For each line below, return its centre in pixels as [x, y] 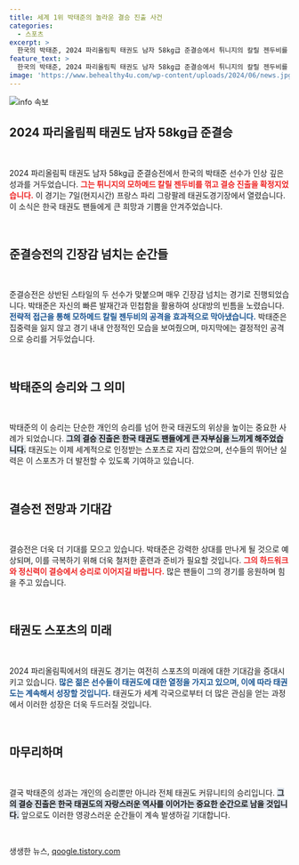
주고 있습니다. [42, 582]
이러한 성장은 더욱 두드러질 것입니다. [89, 704]
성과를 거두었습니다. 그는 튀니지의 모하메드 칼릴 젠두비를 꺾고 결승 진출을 [134, 184]
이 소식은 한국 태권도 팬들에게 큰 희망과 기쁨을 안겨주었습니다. [116, 206]
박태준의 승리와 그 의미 [68, 387]
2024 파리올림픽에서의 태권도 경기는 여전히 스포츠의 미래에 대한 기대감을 [135, 671]
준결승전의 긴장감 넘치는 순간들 [89, 254]
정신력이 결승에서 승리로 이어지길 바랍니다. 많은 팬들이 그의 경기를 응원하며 [147, 571]
